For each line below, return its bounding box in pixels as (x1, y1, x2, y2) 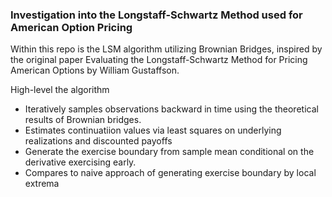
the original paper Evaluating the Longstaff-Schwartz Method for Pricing (10, 54, 308, 66)
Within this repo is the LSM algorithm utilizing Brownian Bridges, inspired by (10, 43, 323, 55)
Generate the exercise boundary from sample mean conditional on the (24, 146, 315, 158)
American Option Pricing (10, 20, 133, 34)
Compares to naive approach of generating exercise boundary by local (24, 167, 317, 179)
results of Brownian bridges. (24, 114, 142, 126)
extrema (24, 178, 60, 190)
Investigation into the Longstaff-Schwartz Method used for (10, 8, 303, 22)
